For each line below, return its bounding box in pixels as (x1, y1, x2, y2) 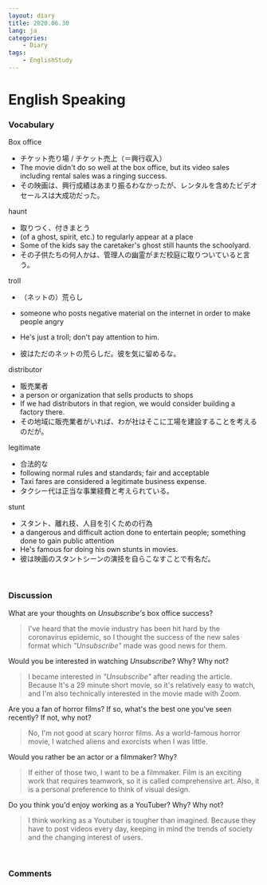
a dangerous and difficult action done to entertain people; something (19, 528, 246, 538)
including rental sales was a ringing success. (19, 171, 167, 181)
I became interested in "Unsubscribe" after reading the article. (27, 672, 233, 681)
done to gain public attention (19, 536, 115, 546)
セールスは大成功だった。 (19, 191, 104, 200)
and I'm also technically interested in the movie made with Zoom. (27, 689, 241, 698)
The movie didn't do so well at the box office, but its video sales (19, 163, 230, 173)
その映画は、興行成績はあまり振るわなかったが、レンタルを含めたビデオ (19, 181, 257, 190)
